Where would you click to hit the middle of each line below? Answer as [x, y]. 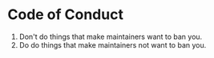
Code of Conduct [65, 15]
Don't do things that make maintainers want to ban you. [111, 37]
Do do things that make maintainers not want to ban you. [113, 44]
